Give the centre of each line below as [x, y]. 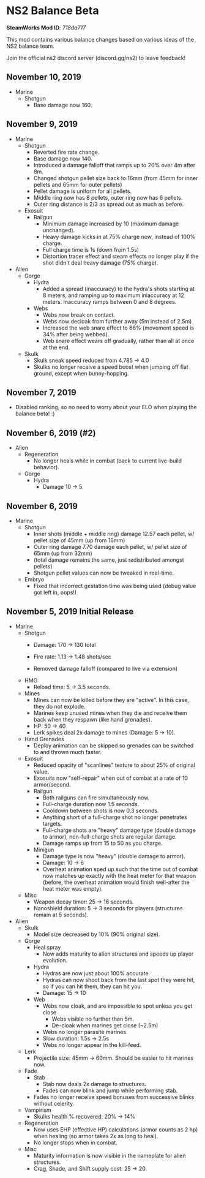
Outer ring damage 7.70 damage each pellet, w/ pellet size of [110, 547]
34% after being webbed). [76, 334]
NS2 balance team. [31, 46]
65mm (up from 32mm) [63, 553]
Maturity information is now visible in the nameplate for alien [110, 1155]
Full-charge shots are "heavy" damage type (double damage [119, 830]
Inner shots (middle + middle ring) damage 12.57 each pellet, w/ [114, 534]
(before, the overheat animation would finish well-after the [116, 882]
